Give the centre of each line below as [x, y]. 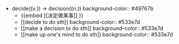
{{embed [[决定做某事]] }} [52, 15]
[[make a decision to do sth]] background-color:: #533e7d [92, 28]
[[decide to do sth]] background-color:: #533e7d [80, 22]
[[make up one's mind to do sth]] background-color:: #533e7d [97, 34]
